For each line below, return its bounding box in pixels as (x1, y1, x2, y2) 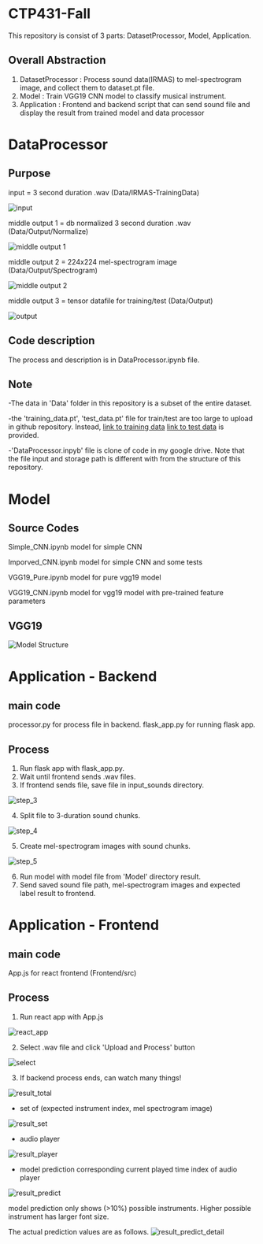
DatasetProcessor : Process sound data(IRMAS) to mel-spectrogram (19, 74, 242, 83)
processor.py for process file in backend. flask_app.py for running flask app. (8, 720, 256, 729)
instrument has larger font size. (8, 1212, 109, 1221)
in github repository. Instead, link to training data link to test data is (8, 422, 224, 431)
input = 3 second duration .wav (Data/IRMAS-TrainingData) (8, 187, 200, 197)
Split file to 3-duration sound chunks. (19, 811, 140, 820)
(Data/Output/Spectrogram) (8, 265, 98, 275)
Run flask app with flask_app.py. (19, 764, 124, 772)
